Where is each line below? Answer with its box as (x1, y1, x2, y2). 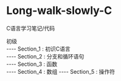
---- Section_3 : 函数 (6, 60, 58, 68)
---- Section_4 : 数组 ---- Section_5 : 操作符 (6, 68, 116, 75)
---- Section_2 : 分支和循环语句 (6, 52, 85, 60)
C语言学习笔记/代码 (6, 24, 55, 32)
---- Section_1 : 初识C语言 (6, 45, 71, 52)
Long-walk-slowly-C (6, 4, 112, 18)
